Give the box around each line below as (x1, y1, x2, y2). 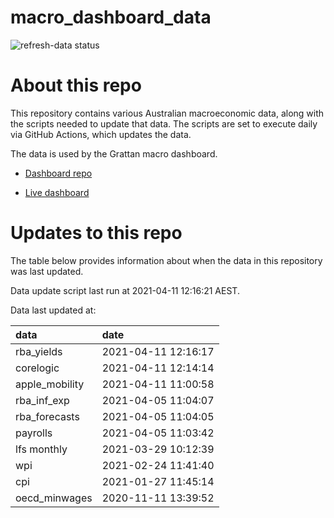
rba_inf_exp (15, 393, 70, 407)
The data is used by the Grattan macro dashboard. (10, 147, 218, 160)
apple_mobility (15, 377, 85, 391)
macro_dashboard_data (10, 6, 212, 29)
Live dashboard (24, 186, 90, 198)
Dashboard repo (24, 167, 93, 179)
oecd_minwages (15, 491, 93, 505)
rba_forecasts (15, 409, 80, 423)
